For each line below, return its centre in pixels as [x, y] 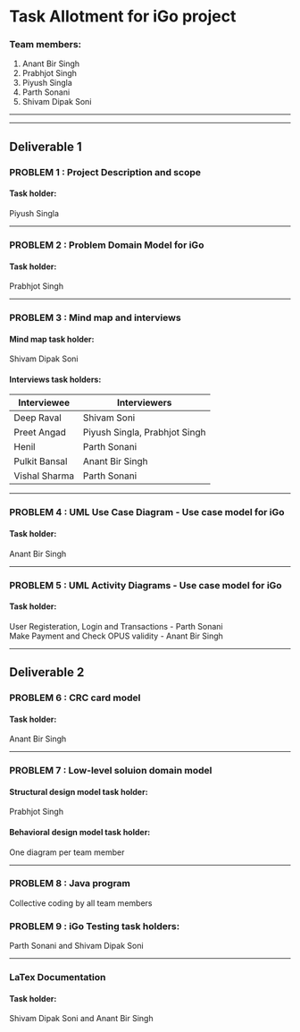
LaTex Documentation [58, 977]
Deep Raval [38, 418]
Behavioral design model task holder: [80, 832]
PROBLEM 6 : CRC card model [75, 698]
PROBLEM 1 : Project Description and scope [105, 172]
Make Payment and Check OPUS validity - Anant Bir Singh [116, 636]
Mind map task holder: [52, 339]
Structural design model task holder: [79, 791]
